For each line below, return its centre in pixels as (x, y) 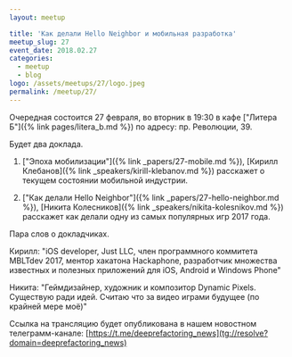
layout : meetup (37, 17)
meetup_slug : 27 (39, 42)
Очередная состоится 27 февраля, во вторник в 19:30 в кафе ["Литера (143, 117)
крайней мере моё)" (48, 306)
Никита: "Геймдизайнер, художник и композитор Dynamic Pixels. (133, 287)
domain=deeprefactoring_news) (68, 342)
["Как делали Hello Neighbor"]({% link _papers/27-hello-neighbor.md (150, 197)
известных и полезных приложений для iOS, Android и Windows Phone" (146, 270)
